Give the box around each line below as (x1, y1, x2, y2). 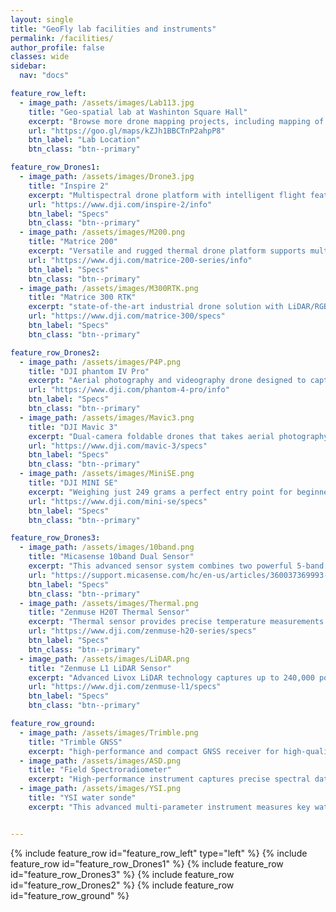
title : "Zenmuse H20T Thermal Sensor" (28, 607, 190, 618)
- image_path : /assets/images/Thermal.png (19, 598, 199, 608)
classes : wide (10, 52, 70, 62)
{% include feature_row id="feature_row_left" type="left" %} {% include (10, 847, 308, 859)
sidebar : (10, 61, 47, 71)
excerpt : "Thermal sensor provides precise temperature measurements (28, 617, 325, 627)
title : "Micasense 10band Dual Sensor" (28, 552, 195, 562)
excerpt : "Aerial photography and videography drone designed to (28, 376, 307, 386)
